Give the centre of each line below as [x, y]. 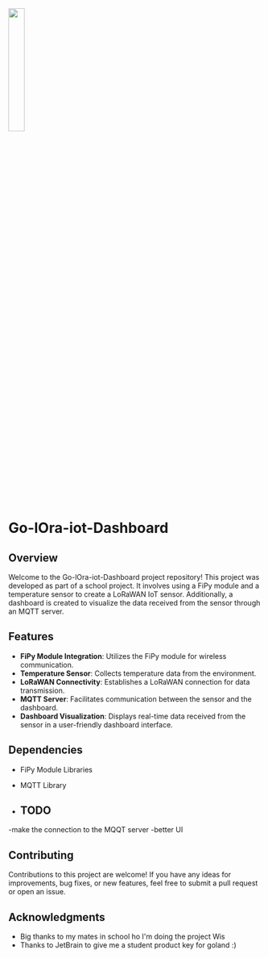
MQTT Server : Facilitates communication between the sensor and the [136, 699]
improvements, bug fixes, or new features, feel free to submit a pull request [133, 883]
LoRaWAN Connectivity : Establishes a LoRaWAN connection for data [135, 681]
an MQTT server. [36, 611]
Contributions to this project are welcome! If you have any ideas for [120, 875]
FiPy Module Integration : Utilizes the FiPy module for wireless [123, 656]
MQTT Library [43, 785]
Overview [33, 558]
